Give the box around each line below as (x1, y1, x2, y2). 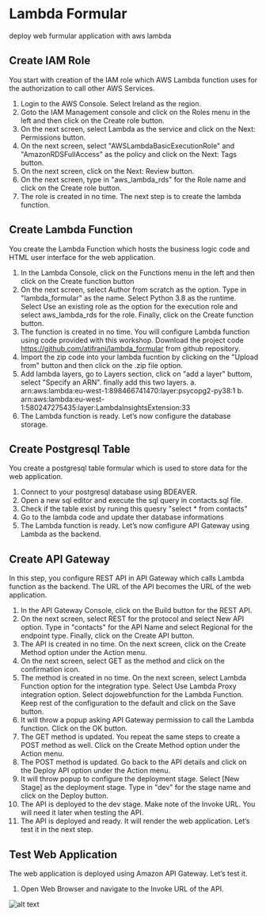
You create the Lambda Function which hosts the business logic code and (9, 243, 250, 254)
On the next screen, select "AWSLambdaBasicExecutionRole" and (20, 140, 235, 151)
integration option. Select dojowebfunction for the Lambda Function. (20, 690, 244, 699)
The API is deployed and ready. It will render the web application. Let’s (20, 816, 250, 826)
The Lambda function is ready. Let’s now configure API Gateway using (20, 521, 250, 531)
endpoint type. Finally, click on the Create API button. (20, 631, 195, 641)
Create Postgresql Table (9, 442, 131, 456)
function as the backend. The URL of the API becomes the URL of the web (9, 582, 252, 592)
